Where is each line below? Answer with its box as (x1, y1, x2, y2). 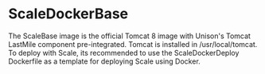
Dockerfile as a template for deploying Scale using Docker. (8, 56, 201, 66)
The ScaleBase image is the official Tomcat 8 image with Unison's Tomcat (8, 31, 251, 41)
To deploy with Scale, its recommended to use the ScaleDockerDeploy (8, 48, 240, 57)
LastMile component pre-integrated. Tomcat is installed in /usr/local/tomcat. (8, 39, 258, 49)
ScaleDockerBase (8, 5, 129, 23)
